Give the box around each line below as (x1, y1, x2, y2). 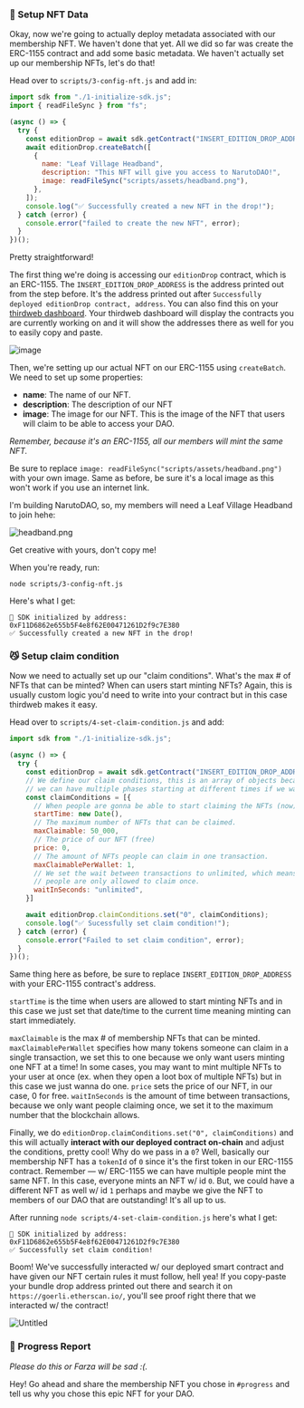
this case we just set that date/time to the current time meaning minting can (9, 1006, 291, 1017)
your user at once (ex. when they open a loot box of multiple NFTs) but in (9, 1071, 282, 1082)
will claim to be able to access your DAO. (22, 419, 175, 429)
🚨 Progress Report (9, 1340, 91, 1353)
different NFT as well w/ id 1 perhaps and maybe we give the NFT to (9, 1185, 264, 1196)
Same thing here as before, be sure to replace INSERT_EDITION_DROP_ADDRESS (9, 969, 292, 979)
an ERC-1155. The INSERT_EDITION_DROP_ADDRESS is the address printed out (9, 279, 285, 290)
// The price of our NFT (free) (33, 835, 156, 844)
